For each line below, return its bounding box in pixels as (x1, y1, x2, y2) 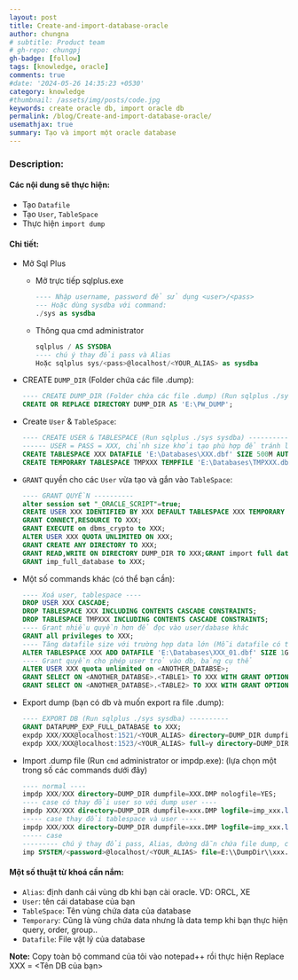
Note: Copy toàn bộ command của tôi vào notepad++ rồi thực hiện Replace (9, 951, 285, 961)
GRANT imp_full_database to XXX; (21, 557, 146, 566)
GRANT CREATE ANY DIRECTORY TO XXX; (21, 540, 158, 550)
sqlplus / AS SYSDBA (35, 342, 112, 351)
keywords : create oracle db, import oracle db (9, 104, 184, 113)
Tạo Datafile (21, 200, 71, 209)
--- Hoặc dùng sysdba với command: (35, 301, 167, 310)
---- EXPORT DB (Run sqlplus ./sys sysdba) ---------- (21, 715, 230, 724)
